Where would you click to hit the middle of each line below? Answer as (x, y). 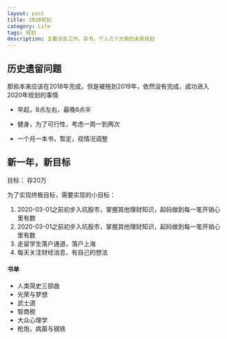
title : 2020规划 (29, 20)
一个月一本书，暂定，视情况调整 (62, 139)
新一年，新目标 (39, 162)
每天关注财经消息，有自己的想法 (62, 252)
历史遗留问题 (34, 68)
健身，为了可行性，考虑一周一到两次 (68, 124)
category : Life (29, 26)
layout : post (26, 13)
